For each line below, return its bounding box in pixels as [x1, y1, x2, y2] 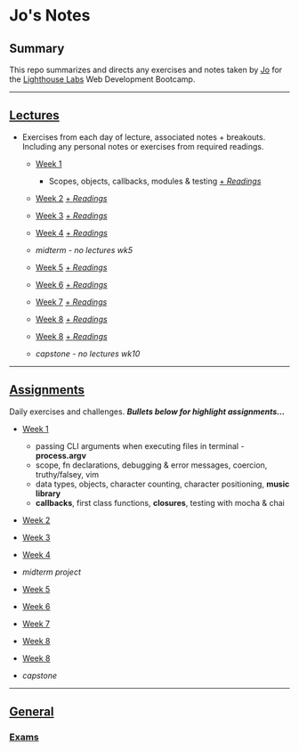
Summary [9, 41, 65, 56]
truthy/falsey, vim [35, 469, 100, 479]
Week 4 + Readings [35, 227, 109, 238]
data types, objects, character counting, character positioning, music [35, 478, 290, 489]
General [9, 705, 55, 720]
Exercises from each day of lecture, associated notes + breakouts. [21, 131, 266, 143]
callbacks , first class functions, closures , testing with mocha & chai [35, 497, 285, 508]
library [35, 487, 61, 499]
